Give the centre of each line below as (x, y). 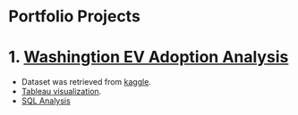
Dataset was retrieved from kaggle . (86, 82)
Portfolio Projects (74, 16)
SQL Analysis (46, 101)
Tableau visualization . (61, 92)
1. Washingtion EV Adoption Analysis (149, 57)
